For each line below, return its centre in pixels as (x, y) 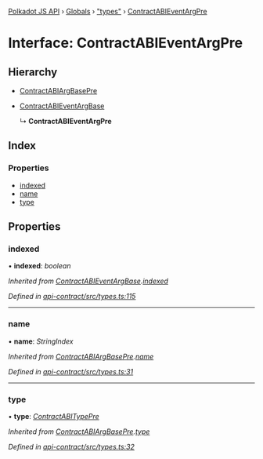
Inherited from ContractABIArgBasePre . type (79, 432)
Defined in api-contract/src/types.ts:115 (72, 297)
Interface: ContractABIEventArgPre (126, 43)
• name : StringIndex (41, 341)
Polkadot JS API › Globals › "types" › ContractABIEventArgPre (108, 11)
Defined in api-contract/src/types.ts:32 (72, 446)
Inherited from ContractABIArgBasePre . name (81, 356)
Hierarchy (33, 72)
